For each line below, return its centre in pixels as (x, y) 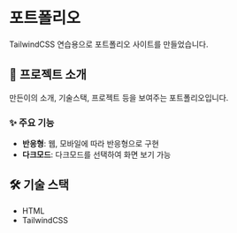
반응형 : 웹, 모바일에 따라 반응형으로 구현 (90, 144)
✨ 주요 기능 (32, 123)
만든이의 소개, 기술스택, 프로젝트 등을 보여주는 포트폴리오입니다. (119, 97)
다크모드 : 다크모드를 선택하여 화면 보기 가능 (96, 154)
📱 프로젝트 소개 (48, 75)
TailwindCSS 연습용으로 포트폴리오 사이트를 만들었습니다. (109, 44)
